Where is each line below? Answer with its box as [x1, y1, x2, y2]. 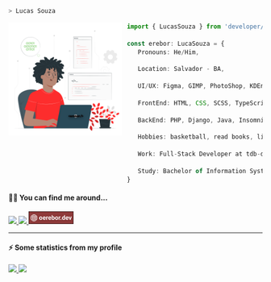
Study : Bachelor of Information [137, 167, 247, 175]
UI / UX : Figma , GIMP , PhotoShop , [137, 82, 247, 90]
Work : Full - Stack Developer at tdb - [137, 150, 261, 158]
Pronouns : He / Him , [137, 48, 200, 56]
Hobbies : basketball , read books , [137, 133, 254, 141]
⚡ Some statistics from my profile [8, 243, 123, 252]
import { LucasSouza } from [127, 23, 222, 31]
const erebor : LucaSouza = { [127, 39, 225, 48]
